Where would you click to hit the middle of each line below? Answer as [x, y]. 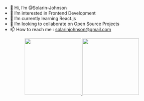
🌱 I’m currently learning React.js [43, 18]
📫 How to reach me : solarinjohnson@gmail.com [60, 29]
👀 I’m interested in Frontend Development [53, 13]
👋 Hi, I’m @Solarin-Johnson [38, 8]
